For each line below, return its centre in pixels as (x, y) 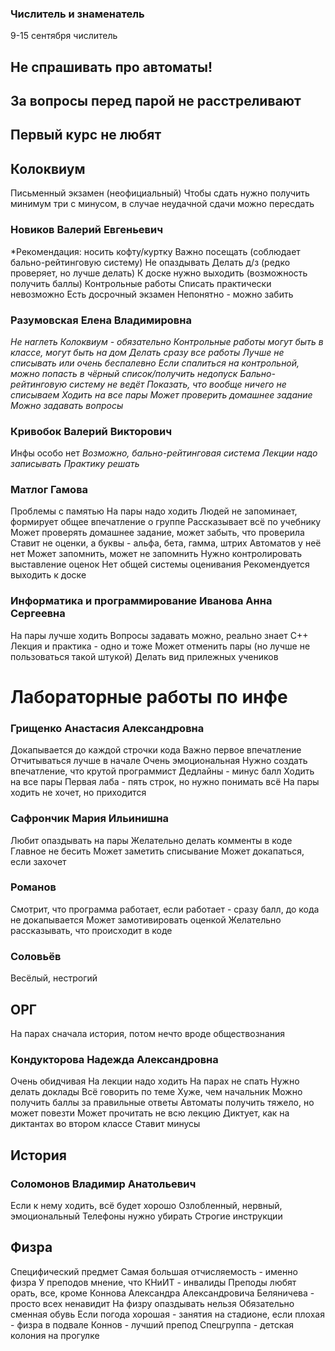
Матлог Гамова (49, 490)
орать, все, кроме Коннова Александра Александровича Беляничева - (162, 1293)
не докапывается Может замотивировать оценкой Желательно (146, 919)
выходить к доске (48, 575)
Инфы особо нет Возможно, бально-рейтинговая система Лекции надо (164, 453)
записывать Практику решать (75, 464)
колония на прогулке (55, 1335)
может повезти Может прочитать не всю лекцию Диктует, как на (150, 1113)
